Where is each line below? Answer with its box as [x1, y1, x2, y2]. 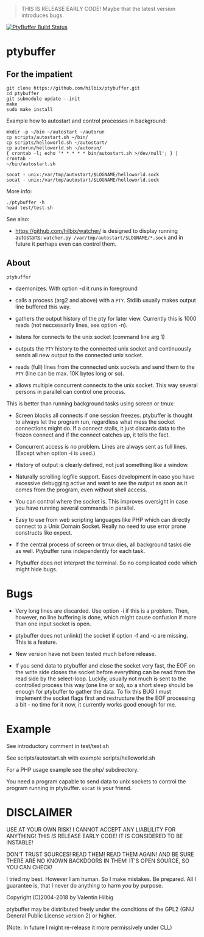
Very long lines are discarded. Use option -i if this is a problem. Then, [15, 607, 189, 615]
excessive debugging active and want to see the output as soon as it [15, 479, 188, 486]
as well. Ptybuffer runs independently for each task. [15, 547, 146, 554]
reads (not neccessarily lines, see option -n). [15, 321, 128, 329]
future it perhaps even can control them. [15, 240, 117, 248]
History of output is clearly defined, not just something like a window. [15, 461, 189, 468]
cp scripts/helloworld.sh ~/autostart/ [6, 140, 108, 146]
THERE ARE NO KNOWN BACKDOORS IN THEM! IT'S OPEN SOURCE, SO [6, 857, 190, 864]
